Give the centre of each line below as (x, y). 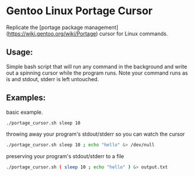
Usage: (20, 52)
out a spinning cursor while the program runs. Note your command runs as (97, 73)
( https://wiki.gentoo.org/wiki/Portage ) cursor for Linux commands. (87, 33)
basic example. (25, 112)
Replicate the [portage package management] (62, 27)
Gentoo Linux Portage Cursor (79, 11)
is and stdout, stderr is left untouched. (53, 79)
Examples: (26, 98)
